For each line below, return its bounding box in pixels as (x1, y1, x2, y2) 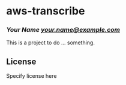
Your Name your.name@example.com (6, 26, 120, 34)
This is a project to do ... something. (6, 39, 95, 46)
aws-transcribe (6, 4, 85, 18)
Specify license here (6, 72, 57, 80)
